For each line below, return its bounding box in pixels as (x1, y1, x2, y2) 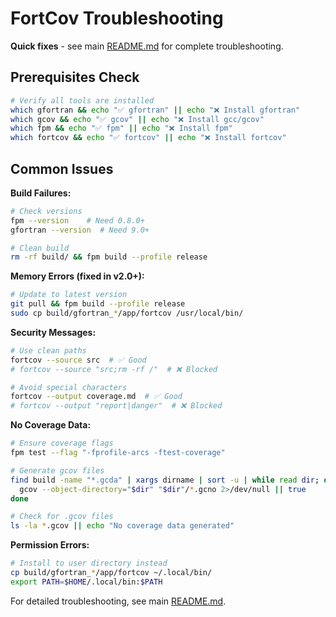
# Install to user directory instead (10, 558, 168, 569)
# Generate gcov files (10, 465, 105, 476)
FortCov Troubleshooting (10, 7, 224, 30)
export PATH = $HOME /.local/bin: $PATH (10, 577, 163, 587)
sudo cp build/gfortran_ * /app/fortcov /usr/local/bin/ (10, 308, 244, 319)
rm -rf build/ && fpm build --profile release (10, 252, 208, 262)
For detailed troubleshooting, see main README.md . (10, 595, 227, 607)
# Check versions (10, 206, 83, 216)
